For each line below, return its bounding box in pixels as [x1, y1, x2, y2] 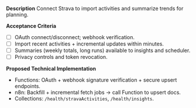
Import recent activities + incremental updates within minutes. [14, 40, 164, 47]
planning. [6, 11, 29, 18]
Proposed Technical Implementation [6, 65, 97, 72]
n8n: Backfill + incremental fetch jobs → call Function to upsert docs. [14, 89, 181, 96]
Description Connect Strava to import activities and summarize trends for [6, 5, 184, 12]
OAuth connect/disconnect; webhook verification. [14, 34, 135, 40]
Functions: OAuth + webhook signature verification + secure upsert [14, 76, 177, 83]
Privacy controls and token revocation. [14, 54, 108, 61]
